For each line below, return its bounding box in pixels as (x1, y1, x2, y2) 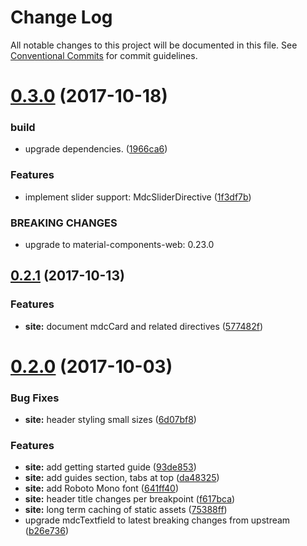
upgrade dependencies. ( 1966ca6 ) (24, 143, 168, 155)
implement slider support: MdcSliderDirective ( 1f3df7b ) (24, 191, 252, 203)
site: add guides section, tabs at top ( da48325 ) (24, 472, 220, 484)
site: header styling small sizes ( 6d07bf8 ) (24, 414, 197, 426)
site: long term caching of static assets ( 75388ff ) (24, 504, 228, 516)
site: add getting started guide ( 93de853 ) (24, 461, 197, 473)
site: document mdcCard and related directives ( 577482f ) (24, 320, 263, 332)
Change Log (10, 6, 113, 29)
